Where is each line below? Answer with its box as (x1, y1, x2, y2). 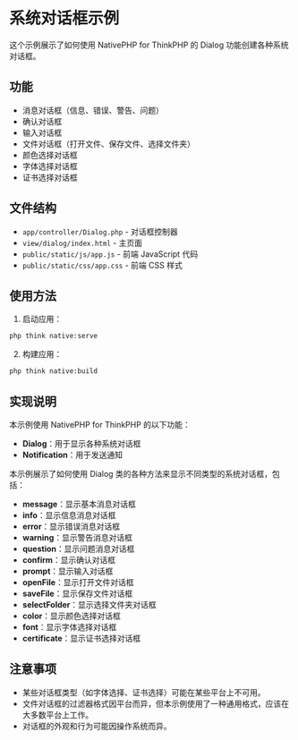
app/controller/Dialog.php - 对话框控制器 (21, 225, 179, 237)
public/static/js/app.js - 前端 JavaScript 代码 (21, 248, 199, 259)
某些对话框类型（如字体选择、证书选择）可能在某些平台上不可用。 (21, 686, 266, 698)
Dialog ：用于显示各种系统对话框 (21, 438, 141, 448)
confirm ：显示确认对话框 (21, 554, 116, 565)
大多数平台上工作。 (21, 709, 94, 720)
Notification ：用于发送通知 (21, 449, 123, 460)
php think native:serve (9, 332, 98, 341)
